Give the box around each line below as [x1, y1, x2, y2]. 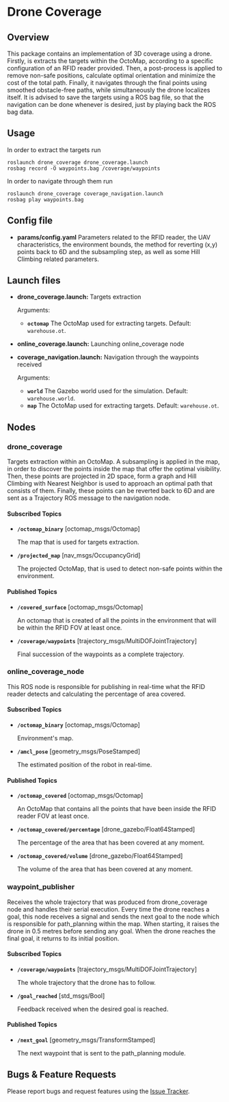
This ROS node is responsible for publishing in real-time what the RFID [7, 682, 205, 690]
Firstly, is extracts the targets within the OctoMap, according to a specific [7, 57, 214, 65]
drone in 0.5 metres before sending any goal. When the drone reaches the [7, 927, 216, 935]
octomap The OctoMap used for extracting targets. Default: [27, 319, 191, 327]
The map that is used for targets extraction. [16, 538, 139, 547]
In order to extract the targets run [7, 145, 101, 154]
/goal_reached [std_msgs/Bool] [16, 991, 105, 1000]
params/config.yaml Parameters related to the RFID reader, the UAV [16, 233, 211, 241]
